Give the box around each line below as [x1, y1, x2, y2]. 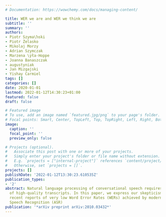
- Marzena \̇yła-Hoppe [5, 53, 50, 58]
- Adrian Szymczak [5, 48, 43, 54]
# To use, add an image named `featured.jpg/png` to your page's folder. [5, 112, 161, 118]
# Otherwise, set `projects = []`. [5, 163, 83, 168]
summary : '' [5, 25, 30, 30]
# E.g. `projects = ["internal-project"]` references [5, 159, 123, 163]
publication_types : [5, 177, 45, 182]
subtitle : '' [5, 21, 32, 26]
